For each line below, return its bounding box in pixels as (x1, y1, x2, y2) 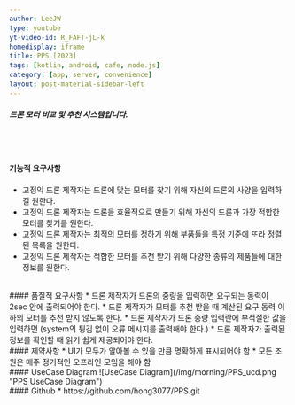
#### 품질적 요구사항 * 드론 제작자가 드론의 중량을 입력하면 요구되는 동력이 (9, 290, 269, 300)
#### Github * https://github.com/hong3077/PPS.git (9, 386, 201, 396)
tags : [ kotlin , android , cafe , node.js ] (9, 61, 161, 70)
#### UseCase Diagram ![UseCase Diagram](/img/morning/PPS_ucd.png (9, 366, 277, 377)
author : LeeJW (9, 14, 62, 23)
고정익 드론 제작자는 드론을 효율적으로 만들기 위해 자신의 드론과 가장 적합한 (21, 206, 281, 217)
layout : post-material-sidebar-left (9, 80, 144, 89)
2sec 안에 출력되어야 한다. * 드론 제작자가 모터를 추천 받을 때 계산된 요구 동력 (9, 301, 276, 312)
